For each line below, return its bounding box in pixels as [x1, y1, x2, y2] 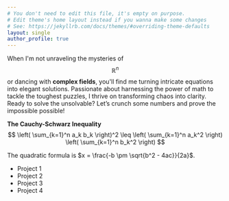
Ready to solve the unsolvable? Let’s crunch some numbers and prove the [7, 99, 216, 107]
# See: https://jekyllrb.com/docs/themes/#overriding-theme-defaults [7, 23, 210, 29]
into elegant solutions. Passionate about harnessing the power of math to [7, 84, 214, 93]
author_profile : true [7, 36, 69, 43]
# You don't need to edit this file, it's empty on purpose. [7, 10, 186, 17]
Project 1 [16, 164, 42, 172]
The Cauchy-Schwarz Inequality [7, 119, 101, 128]
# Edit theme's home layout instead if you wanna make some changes [7, 16, 207, 23]
